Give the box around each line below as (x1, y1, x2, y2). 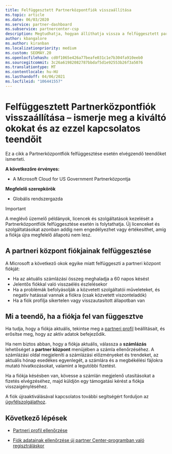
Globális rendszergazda (12, 196, 63, 202)
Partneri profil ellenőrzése (12, 427, 68, 434)
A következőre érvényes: (5, 166, 60, 172)
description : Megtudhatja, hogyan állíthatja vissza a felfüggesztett (5, 31, 159, 36)
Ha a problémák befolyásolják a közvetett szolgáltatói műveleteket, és (12, 286, 160, 292)
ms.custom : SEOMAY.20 (5, 50, 52, 55)
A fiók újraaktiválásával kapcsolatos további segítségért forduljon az (5, 394, 149, 400)
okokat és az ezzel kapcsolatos (5, 122, 141, 134)
